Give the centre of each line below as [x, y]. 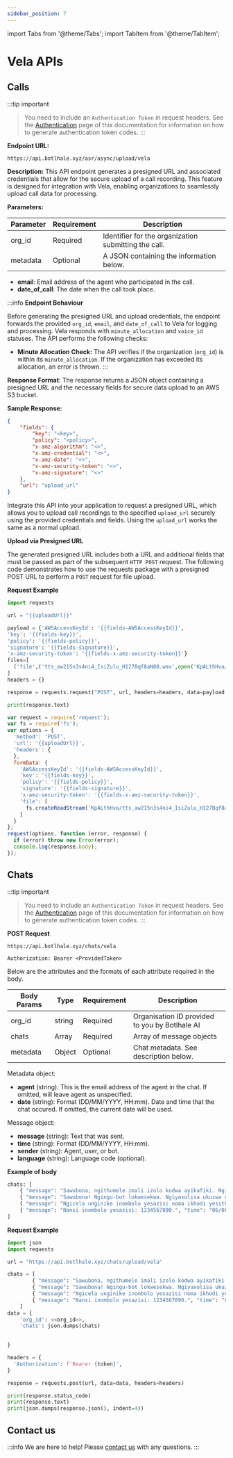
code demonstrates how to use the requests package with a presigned [108, 569]
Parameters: [25, 207]
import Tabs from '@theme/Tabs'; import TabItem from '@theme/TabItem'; [114, 33]
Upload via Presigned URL [45, 541]
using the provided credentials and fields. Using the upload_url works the [112, 520]
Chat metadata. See [165, 1048]
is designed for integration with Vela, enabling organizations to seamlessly [113, 186]
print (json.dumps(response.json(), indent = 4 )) [76, 1409]
